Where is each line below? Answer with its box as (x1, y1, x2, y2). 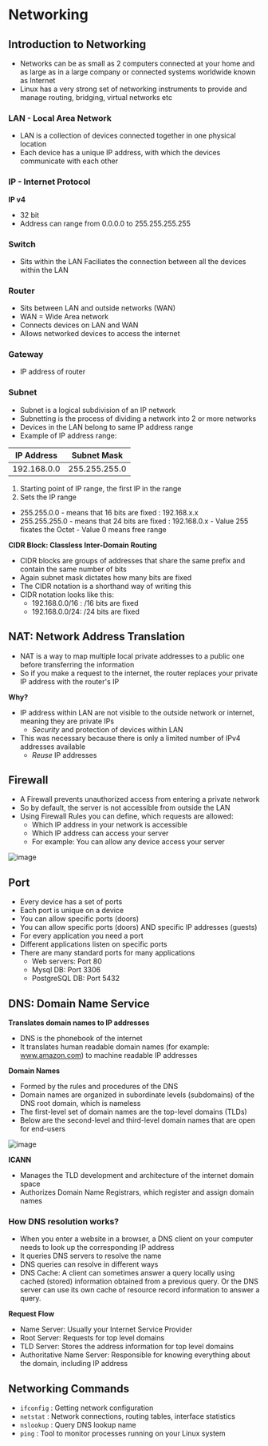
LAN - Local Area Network (8, 112, 112, 123)
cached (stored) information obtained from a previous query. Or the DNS (19, 1276, 259, 1286)
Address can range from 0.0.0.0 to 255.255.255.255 (19, 218, 191, 228)
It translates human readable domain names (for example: (19, 1042, 210, 1051)
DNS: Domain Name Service (8, 996, 150, 1010)
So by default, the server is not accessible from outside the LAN (19, 803, 231, 813)
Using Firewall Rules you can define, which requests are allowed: (19, 811, 234, 821)
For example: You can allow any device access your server (31, 837, 225, 847)
